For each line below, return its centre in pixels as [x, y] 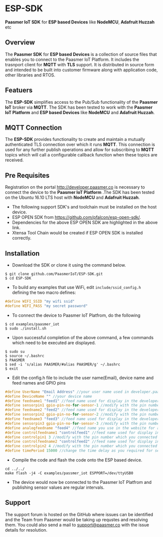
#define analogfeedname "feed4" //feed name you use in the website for [80, 428]
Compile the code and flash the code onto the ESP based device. [77, 460]
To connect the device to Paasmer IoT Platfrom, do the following [76, 315]
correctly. [22, 238]
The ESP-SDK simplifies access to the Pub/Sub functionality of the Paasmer [81, 102]
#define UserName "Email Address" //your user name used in [67, 392]
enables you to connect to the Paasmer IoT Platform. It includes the [72, 59]
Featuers [19, 90]
